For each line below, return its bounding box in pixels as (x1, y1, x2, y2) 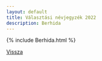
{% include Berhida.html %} (6, 37, 76, 44)
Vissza (6, 48, 23, 56)
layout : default (6, 8, 47, 15)
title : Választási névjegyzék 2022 (6, 14, 97, 21)
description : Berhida (6, 20, 61, 26)
